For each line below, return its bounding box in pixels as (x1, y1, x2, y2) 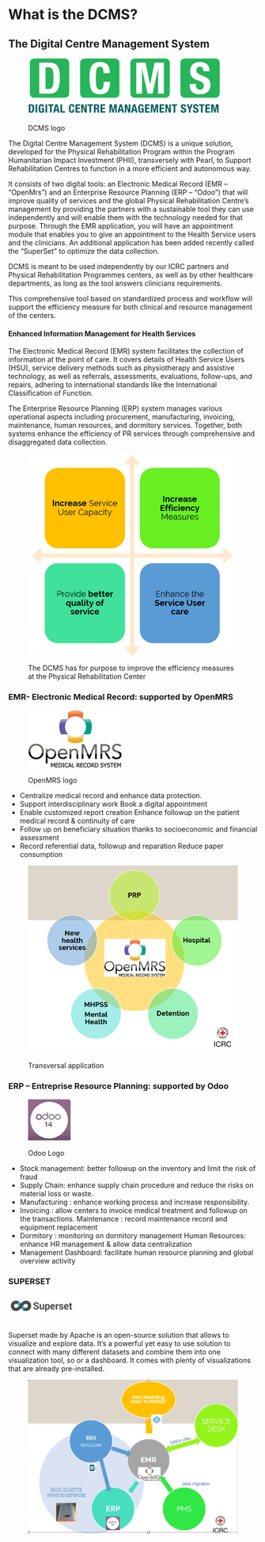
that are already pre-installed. (8, 1363, 105, 1373)
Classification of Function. (8, 388, 93, 398)
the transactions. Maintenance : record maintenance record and (19, 1214, 228, 1223)
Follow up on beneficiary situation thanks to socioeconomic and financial (19, 824, 258, 834)
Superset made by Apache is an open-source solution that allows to (8, 1330, 229, 1339)
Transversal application (28, 1061, 104, 1070)
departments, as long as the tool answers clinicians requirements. (8, 278, 223, 288)
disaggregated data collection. (8, 438, 108, 447)
